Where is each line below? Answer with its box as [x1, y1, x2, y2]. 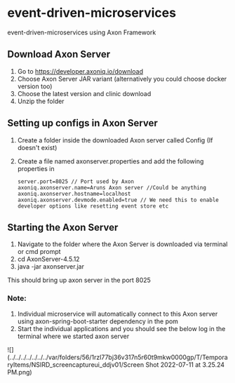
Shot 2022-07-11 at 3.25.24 [145, 360, 225, 369]
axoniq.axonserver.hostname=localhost [17, 190, 131, 197]
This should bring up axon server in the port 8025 [7, 276, 151, 285]
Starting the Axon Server [7, 221, 119, 233]
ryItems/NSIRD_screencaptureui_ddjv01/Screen [7, 360, 145, 369]
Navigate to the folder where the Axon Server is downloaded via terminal [17, 240, 228, 248]
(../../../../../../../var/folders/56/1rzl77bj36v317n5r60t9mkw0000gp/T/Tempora [7, 353, 228, 361]
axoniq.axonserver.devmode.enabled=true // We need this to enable [17, 196, 219, 203]
